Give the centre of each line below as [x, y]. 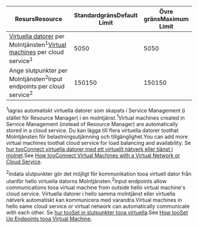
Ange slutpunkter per [38, 70]
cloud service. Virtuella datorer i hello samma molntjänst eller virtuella [91, 193]
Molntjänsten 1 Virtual [38, 44]
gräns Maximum [166, 19]
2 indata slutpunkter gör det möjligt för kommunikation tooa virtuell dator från [99, 173]
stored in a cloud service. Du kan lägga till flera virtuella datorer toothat [92, 130]
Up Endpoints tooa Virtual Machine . [49, 219]
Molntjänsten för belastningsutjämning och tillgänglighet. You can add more [97, 136]
